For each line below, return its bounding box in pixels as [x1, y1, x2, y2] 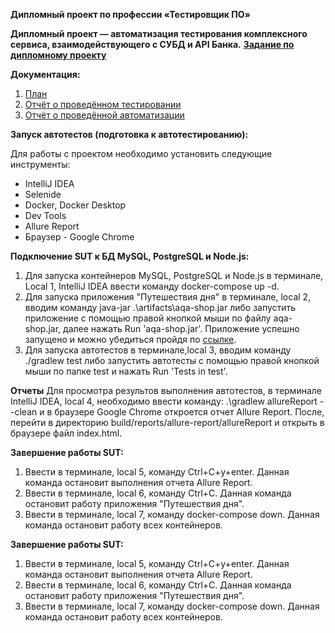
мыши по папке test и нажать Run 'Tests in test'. [24, 365, 228, 377]
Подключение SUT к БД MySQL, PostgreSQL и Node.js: [10, 250, 250, 262]
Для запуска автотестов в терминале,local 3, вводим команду [24, 344, 292, 356]
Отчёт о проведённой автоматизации [24, 109, 185, 121]
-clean [10, 406, 38, 418]
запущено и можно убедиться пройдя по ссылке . [24, 334, 237, 345]
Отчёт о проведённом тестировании [24, 99, 182, 110]
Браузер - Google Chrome [24, 231, 135, 243]
